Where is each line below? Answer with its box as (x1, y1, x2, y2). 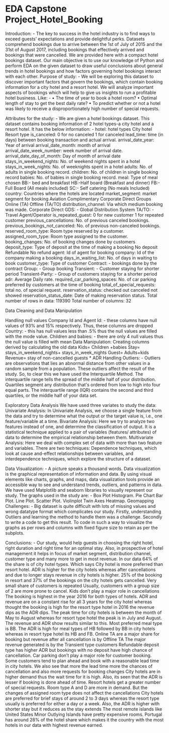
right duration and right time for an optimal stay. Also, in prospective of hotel (5, 545, 163, 551)
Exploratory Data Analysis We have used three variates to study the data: (5, 402, 157, 408)
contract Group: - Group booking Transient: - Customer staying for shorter (5, 266, 159, 272)
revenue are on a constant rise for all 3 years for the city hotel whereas (5, 599, 152, 605)
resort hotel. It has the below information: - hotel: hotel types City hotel (5, 126, 152, 132)
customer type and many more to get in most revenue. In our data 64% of (5, 556, 158, 562)
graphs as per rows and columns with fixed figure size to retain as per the (5, 525, 158, 531)
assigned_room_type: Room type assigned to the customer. (5, 233, 128, 239)
